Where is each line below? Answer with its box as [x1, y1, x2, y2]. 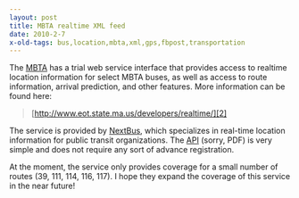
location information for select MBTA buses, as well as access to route [9, 72, 268, 83]
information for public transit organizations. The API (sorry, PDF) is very [9, 135, 272, 145]
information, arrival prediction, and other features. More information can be [9, 81, 286, 92]
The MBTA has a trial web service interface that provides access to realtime [9, 62, 287, 73]
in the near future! [9, 180, 76, 192]
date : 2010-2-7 [9, 29, 66, 38]
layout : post [9, 12, 58, 22]
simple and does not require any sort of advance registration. [9, 144, 235, 155]
